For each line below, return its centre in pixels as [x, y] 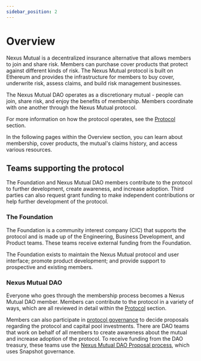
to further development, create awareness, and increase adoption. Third [95, 189]
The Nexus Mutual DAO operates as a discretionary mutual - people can [95, 95]
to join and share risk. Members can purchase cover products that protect [97, 64]
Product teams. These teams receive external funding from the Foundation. [99, 243]
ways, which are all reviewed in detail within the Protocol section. [86, 308]
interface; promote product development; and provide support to [86, 261]
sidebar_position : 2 [32, 12]
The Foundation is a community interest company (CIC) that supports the [96, 230]
